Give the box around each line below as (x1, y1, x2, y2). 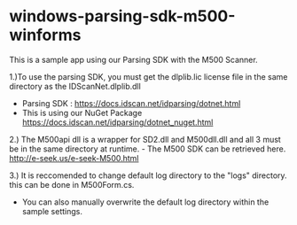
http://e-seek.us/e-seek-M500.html (9, 152, 139, 163)
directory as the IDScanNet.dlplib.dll (9, 81, 142, 91)
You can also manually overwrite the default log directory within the (21, 197, 270, 207)
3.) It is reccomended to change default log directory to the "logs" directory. (9, 170, 287, 181)
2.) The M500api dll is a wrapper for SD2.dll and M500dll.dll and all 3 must (9, 134, 281, 144)
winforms (9, 25, 82, 45)
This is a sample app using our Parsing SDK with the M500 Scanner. (9, 54, 259, 65)
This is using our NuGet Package (21, 107, 143, 118)
